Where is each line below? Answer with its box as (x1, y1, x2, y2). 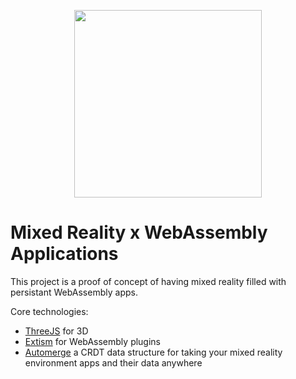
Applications (10, 243, 119, 265)
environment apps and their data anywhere (24, 356, 203, 369)
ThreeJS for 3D (24, 325, 89, 337)
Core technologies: (10, 305, 89, 317)
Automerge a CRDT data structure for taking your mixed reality (24, 346, 283, 358)
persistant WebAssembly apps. (10, 286, 138, 298)
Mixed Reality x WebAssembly (10, 221, 268, 244)
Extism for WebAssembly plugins (24, 335, 162, 347)
